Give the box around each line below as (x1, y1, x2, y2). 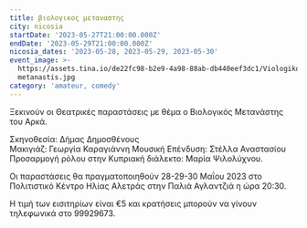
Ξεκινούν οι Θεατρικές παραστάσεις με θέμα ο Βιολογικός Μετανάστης (9, 106, 284, 117)
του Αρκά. (9, 116, 48, 127)
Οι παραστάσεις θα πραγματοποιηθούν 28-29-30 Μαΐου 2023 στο (9, 171, 262, 181)
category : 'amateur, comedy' (9, 81, 121, 90)
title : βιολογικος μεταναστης (9, 13, 125, 23)
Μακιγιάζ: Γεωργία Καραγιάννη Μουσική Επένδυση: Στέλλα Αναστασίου (9, 143, 286, 154)
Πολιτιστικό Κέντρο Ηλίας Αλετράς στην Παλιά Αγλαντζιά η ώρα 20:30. (9, 180, 287, 192)
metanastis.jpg (17, 73, 76, 82)
